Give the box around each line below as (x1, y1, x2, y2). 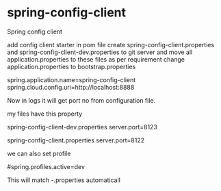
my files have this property (7, 110, 83, 118)
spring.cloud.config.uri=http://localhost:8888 (7, 83, 135, 91)
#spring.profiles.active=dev (7, 162, 86, 170)
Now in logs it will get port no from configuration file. (7, 96, 156, 104)
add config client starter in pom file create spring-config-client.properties (7, 40, 215, 49)
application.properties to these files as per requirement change (7, 55, 185, 63)
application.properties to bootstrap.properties (7, 62, 136, 71)
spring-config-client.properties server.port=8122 (7, 136, 145, 144)
